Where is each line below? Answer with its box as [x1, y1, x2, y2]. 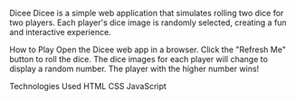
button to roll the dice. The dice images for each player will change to [9, 54, 269, 64]
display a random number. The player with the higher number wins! [9, 63, 260, 74]
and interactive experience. [9, 27, 111, 37]
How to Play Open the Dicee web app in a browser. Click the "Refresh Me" [9, 44, 287, 55]
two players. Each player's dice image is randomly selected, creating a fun [9, 17, 287, 28]
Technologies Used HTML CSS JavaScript [9, 81, 167, 91]
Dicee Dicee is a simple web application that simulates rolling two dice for [9, 8, 284, 18]
